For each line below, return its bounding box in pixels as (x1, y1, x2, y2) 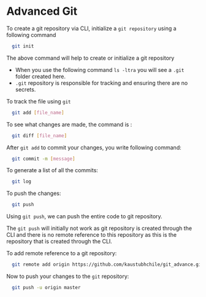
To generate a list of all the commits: (6, 167, 98, 174)
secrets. (15, 85, 36, 93)
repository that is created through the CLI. (6, 238, 112, 245)
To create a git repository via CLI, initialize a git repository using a (6, 25, 177, 32)
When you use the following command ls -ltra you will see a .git (15, 66, 185, 73)
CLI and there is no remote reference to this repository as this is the (6, 231, 177, 239)
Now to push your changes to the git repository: (6, 272, 129, 280)
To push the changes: (6, 189, 61, 197)
